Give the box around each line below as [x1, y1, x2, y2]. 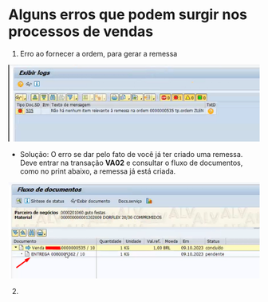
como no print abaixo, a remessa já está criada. [19, 166, 176, 176]
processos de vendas [8, 22, 154, 41]
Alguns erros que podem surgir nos [8, 6, 248, 24]
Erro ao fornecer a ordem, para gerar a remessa [19, 49, 178, 58]
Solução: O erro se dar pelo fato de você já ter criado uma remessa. [19, 149, 243, 159]
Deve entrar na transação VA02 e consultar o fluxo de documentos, [19, 158, 243, 167]
